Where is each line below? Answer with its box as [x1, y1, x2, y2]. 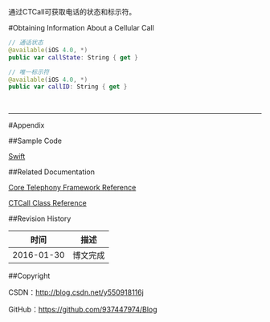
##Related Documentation [8, 167, 95, 177]
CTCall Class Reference [8, 198, 87, 208]
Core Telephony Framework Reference [8, 183, 137, 193]
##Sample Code [8, 136, 63, 146]
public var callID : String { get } [8, 83, 128, 91]
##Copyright [8, 271, 51, 281]
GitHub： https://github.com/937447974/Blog [8, 304, 158, 315]
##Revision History [8, 214, 72, 223]
